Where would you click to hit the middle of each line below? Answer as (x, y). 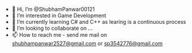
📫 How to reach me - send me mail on (59, 35)
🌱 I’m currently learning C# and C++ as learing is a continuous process (99, 22)
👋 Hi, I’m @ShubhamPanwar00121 (53, 9)
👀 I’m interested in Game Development (59, 15)
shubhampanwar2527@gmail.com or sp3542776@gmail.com (87, 43)
